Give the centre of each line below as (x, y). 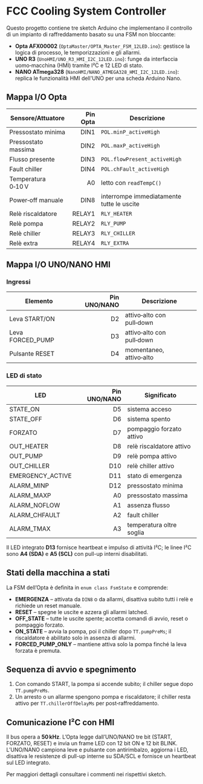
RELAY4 (84, 243)
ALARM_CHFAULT (35, 515)
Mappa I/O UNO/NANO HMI (58, 265)
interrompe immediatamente (141, 196)
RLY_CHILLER (118, 233)
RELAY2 (84, 223)
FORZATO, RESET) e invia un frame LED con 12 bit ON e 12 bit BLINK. (92, 743)
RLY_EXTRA (115, 243)
